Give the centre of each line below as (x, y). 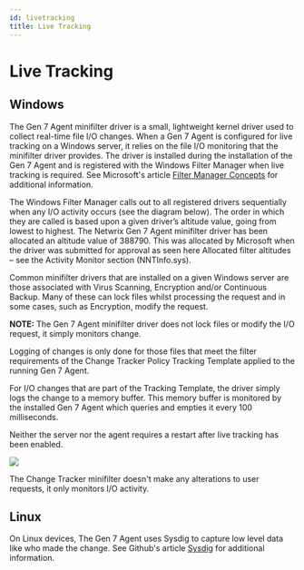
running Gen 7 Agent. (49, 370)
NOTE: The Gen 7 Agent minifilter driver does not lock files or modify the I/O (152, 324)
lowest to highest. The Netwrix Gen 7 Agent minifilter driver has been (139, 231)
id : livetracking (42, 18)
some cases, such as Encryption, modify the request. (109, 306)
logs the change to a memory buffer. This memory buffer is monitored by (146, 398)
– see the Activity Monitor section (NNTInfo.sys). (101, 260)
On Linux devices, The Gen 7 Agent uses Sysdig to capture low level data (147, 539)
